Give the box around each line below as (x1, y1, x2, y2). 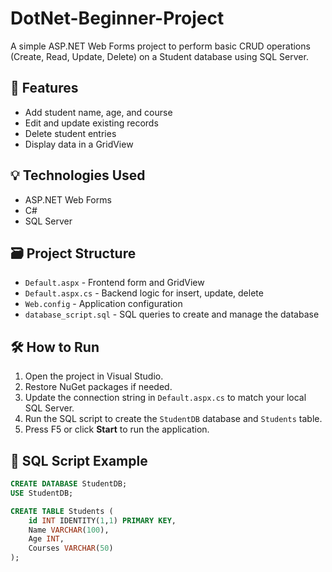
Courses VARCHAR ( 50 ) (28, 543, 114, 554)
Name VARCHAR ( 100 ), (28, 525, 110, 535)
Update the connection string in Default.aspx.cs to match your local (24, 392, 307, 404)
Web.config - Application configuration (24, 298, 183, 310)
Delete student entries (24, 127, 117, 139)
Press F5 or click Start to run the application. (24, 423, 210, 436)
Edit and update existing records (24, 117, 159, 129)
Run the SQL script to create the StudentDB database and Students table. (24, 413, 323, 425)
